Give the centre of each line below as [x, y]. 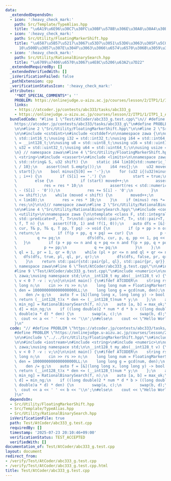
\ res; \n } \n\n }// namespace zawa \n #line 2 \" [64, 205]
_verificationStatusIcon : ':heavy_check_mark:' [61, 86]
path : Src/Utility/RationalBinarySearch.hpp [62, 57]
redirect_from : [21, 456]
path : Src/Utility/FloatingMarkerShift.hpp [61, 39]
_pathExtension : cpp [32, 81]
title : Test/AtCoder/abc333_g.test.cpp [48, 470]
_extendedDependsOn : [32, 15]
